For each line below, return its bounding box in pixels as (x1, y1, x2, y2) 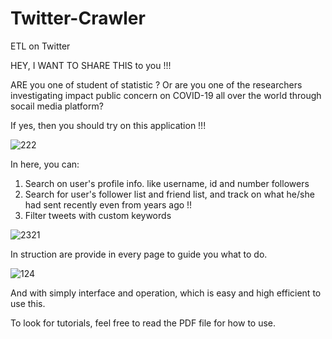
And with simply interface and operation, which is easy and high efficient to (10, 287, 322, 299)
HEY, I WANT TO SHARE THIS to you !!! (10, 59, 172, 71)
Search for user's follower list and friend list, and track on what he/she (24, 188, 315, 200)
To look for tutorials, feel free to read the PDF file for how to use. (10, 317, 277, 329)
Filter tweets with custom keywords (24, 209, 172, 221)
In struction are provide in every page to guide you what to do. (10, 248, 268, 260)
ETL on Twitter (10, 40, 71, 52)
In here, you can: (10, 158, 80, 170)
